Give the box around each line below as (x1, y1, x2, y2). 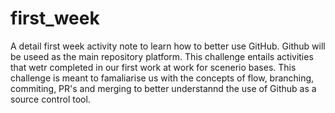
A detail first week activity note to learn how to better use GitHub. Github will (10, 40, 326, 52)
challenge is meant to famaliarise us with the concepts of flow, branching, (10, 72, 315, 84)
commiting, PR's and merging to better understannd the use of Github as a (10, 82, 317, 94)
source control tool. (10, 93, 91, 105)
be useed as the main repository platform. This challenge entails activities (10, 50, 314, 62)
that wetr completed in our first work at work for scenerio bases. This (10, 61, 297, 73)
